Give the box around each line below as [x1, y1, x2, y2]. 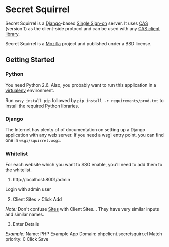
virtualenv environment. [5, 87, 54, 93]
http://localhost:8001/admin [12, 177, 71, 183]
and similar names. [5, 211, 44, 218]
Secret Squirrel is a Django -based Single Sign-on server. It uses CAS [5, 20, 148, 26]
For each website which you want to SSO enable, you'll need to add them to [5, 162, 163, 168]
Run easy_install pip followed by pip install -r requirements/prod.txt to [5, 97, 164, 103]
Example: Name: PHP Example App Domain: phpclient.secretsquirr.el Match [5, 231, 162, 237]
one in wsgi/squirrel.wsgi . [5, 137, 62, 143]
